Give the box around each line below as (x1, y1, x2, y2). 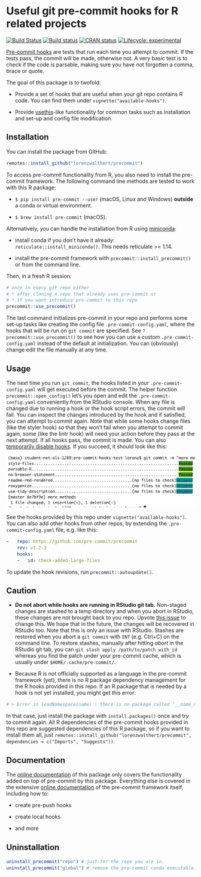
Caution (6, 586, 37, 595)
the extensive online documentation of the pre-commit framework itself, (6, 784, 184, 791)
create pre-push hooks (14, 802, 72, 809)
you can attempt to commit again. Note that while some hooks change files (6, 417, 191, 424)
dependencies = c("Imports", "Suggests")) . (6, 738, 115, 745)
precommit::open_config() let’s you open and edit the (6, 392, 138, 399)
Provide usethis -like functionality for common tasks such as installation (14, 108, 191, 115)
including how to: (6, 790, 49, 797)
